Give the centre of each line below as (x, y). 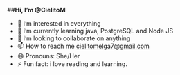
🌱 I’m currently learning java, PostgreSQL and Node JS (95, 31)
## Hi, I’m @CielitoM (36, 10)
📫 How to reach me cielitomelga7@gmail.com (83, 46)
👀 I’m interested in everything (59, 23)
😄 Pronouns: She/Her (48, 56)
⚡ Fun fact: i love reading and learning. (72, 64)
